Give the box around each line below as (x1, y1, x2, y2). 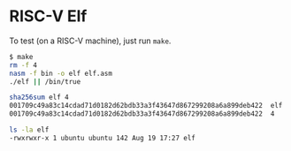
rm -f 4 (9, 60, 38, 70)
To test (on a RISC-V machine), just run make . (9, 35, 172, 46)
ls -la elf (9, 125, 50, 134)
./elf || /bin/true (9, 77, 81, 86)
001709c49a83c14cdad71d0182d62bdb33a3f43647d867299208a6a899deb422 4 (9, 109, 275, 118)
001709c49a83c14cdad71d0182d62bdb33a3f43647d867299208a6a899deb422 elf (9, 102, 283, 110)
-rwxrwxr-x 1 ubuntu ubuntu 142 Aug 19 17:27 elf (9, 133, 196, 142)
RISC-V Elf (9, 6, 88, 26)
